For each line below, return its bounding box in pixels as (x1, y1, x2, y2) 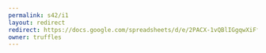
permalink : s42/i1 (8, 11, 69, 19)
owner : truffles (8, 33, 62, 41)
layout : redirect (8, 19, 66, 26)
